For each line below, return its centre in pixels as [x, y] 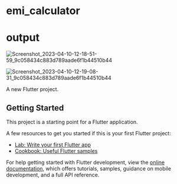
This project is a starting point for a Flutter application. [72, 122]
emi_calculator [43, 11]
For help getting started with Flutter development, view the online [86, 162]
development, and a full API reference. [53, 175]
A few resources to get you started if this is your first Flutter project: [88, 133]
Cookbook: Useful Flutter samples [56, 150]
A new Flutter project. [32, 89]
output [23, 38]
